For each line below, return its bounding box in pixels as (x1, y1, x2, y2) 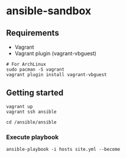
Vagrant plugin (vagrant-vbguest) (14, 50, 96, 57)
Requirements (6, 28, 59, 38)
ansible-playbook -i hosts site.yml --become (6, 147, 120, 153)
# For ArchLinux (6, 61, 46, 67)
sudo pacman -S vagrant (6, 67, 65, 72)
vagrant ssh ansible (6, 109, 57, 115)
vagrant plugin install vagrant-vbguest (6, 72, 108, 78)
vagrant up (6, 103, 33, 109)
